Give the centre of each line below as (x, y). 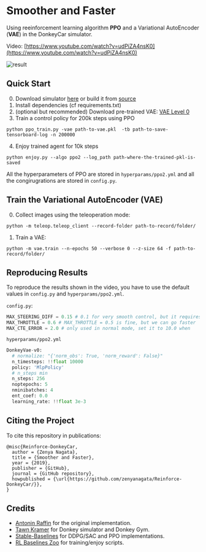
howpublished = (31, 479)
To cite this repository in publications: (54, 435)
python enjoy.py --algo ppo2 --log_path (59, 157)
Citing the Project (40, 421)
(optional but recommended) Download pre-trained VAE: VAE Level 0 (102, 112)
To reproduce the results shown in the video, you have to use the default (98, 287)
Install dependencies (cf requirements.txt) (68, 105)
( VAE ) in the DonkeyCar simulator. (50, 34)
